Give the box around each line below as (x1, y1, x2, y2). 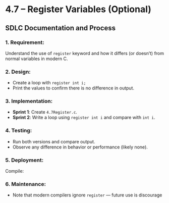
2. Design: (5, 68, 31, 75)
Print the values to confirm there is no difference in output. (12, 85, 135, 91)
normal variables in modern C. (5, 56, 68, 62)
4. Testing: (5, 127, 32, 134)
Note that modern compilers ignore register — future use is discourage (12, 192, 162, 198)
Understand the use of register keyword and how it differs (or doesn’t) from (5, 50, 164, 56)
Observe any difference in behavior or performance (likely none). (12, 144, 148, 150)
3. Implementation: (5, 97, 53, 105)
